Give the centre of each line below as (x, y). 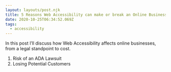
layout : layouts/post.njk (33, 10)
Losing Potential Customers (41, 64)
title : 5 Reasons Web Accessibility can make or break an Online (76, 15)
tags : (11, 24)
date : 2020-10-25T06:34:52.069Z (39, 19)
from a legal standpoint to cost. (38, 49)
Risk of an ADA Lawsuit (37, 58)
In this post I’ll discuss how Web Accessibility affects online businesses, (81, 43)
